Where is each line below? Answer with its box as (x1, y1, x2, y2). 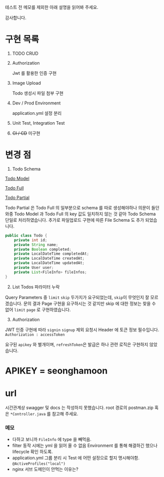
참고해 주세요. (52, 410, 79, 416)
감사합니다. (5, 15, 27, 21)
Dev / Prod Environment (12, 100, 61, 106)
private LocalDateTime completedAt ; (14, 251, 90, 256)
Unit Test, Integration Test (12, 120, 65, 126)
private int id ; (14, 238, 48, 242)
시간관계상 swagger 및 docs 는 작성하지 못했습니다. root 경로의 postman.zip (5, 405, 154, 410)
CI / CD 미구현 (12, 130, 40, 136)
